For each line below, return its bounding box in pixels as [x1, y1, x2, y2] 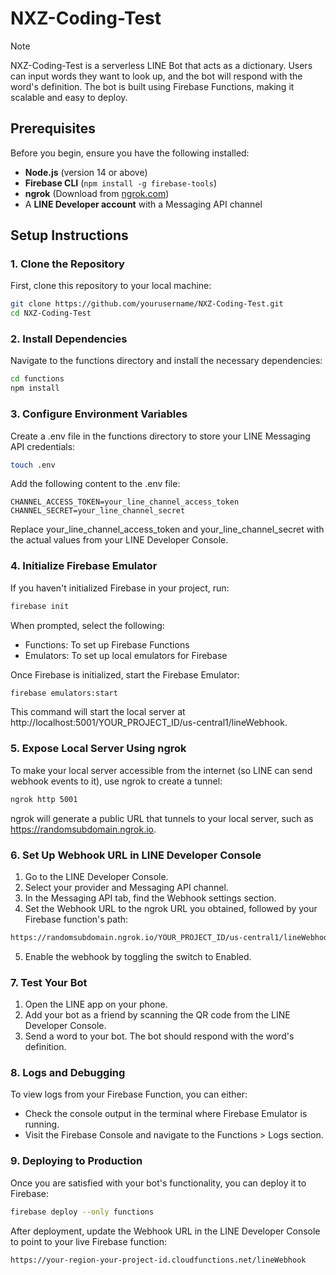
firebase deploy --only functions [10, 1207, 155, 1217]
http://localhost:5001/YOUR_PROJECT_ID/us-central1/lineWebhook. [10, 717, 288, 729]
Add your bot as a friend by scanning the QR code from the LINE [24, 1009, 291, 1021]
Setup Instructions [10, 227, 129, 244]
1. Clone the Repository [10, 257, 125, 271]
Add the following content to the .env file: [10, 478, 181, 490]
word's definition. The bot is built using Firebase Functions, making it [10, 80, 295, 92]
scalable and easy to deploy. [10, 91, 128, 103]
